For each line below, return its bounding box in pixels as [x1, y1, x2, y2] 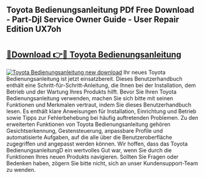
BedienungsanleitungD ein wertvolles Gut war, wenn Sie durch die [6, 147, 172, 154]
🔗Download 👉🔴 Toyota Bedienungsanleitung [6, 49, 181, 60]
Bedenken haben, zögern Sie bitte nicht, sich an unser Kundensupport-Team [6, 160, 199, 167]
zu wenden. [6, 166, 36, 173]
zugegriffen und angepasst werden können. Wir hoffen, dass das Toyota [6, 140, 188, 147]
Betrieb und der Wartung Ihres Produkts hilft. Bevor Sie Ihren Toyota [6, 88, 177, 95]
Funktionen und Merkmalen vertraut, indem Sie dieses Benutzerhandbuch [6, 101, 192, 108]
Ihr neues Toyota [123, 69, 166, 76]
